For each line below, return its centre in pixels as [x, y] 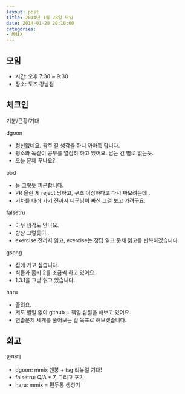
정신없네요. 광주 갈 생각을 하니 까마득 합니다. [67, 145]
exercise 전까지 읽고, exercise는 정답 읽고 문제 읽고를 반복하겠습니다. [97, 240]
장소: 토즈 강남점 [34, 84]
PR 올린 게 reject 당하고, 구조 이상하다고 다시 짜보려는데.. [83, 192]
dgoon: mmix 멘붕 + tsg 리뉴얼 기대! [59, 369]
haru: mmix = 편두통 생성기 [47, 385]
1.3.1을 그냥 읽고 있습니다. [45, 280]
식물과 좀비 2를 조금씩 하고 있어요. [55, 272]
